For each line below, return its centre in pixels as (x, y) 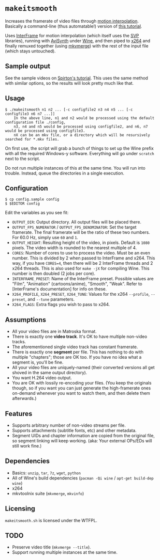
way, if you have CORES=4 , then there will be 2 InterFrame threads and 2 (82, 263)
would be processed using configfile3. (45, 131)
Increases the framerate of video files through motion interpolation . (72, 21)
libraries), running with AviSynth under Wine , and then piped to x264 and (78, 41)
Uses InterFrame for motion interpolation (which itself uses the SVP (72, 35)
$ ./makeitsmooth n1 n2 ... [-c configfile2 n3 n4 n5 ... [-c (69, 110)
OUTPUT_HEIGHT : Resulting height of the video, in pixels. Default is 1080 (81, 243)
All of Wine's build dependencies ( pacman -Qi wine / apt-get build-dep (83, 478)
